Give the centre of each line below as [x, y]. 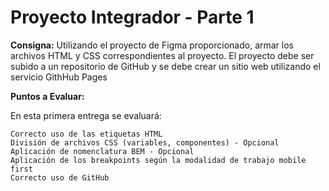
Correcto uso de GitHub [60, 177]
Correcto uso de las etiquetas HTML [86, 134]
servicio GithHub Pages [59, 77]
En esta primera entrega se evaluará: [86, 115]
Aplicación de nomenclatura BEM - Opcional [102, 151]
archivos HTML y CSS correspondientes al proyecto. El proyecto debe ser [162, 55]
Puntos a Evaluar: [47, 96]
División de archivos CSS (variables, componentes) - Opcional [145, 142]
